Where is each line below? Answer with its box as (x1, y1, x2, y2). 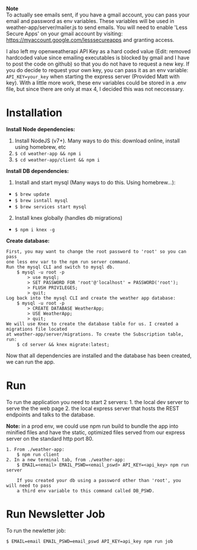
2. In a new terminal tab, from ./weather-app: (6, 457, 126, 463)
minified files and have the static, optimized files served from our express (6, 428, 185, 436)
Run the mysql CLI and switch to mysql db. (6, 264, 115, 270)
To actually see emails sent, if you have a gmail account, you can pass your (6, 11, 190, 18)
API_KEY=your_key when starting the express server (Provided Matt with (6, 73, 180, 80)
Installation (6, 106, 63, 120)
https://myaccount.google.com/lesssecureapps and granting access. (6, 37, 175, 43)
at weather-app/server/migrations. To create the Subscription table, (6, 331, 184, 337)
